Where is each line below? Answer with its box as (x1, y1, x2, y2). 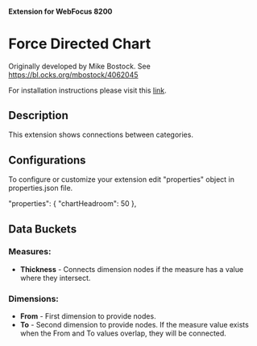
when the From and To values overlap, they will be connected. (19, 328, 227, 338)
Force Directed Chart (8, 35, 151, 52)
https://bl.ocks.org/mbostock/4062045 (8, 69, 139, 80)
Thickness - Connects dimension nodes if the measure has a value (19, 264, 244, 274)
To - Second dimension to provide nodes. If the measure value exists (19, 320, 250, 330)
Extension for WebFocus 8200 (8, 6, 113, 16)
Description (8, 109, 68, 122)
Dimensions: (8, 293, 59, 304)
